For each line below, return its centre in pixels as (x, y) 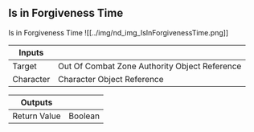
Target (25, 66)
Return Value (37, 116)
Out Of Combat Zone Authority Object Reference (150, 66)
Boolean (84, 116)
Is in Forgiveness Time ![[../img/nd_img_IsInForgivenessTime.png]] (119, 32)
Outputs (37, 102)
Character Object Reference (111, 79)
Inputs (31, 52)
